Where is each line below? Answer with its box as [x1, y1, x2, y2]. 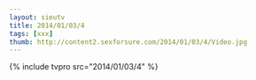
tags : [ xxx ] [9, 29, 53, 38]
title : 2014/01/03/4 [9, 21, 86, 30]
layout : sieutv [9, 12, 66, 22]
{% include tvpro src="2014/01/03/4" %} [9, 62, 159, 72]
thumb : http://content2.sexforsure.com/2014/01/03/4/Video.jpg [9, 37, 248, 47]
